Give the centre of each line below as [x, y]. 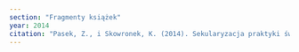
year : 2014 [29, 26]
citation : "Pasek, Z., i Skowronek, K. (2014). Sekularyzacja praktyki [145, 33]
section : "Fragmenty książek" [65, 17]
